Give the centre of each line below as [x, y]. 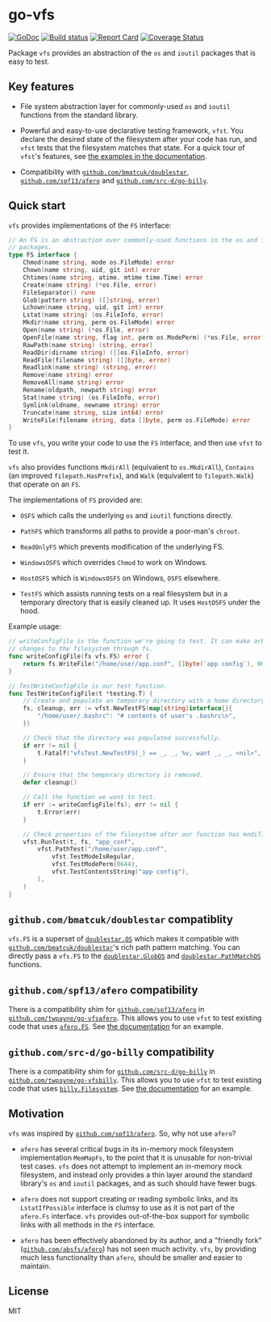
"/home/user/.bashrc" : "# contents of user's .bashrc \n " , [137, 716]
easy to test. [29, 61]
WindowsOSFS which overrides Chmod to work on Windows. [114, 563]
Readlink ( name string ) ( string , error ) [90, 368]
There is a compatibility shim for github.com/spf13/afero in [106, 1010]
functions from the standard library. [79, 115]
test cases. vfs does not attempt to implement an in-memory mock [131, 1166]
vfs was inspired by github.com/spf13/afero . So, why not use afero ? [122, 1133]
